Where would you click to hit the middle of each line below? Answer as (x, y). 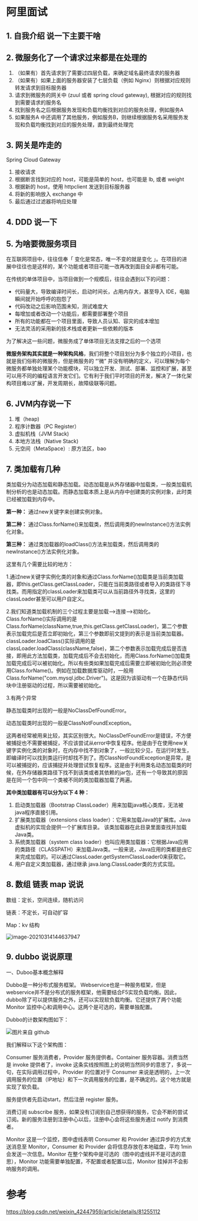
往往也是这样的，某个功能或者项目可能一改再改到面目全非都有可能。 (99, 267)
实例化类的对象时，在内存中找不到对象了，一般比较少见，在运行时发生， (104, 751)
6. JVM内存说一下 (39, 403)
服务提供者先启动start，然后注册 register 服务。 (64, 1099)
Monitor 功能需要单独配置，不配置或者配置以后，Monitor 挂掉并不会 (101, 1161)
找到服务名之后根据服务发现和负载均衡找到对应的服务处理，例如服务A (99, 110)
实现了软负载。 (24, 1087)
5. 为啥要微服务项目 (42, 244)
